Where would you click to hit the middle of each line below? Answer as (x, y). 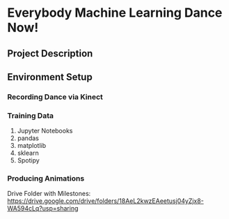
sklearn (28, 153)
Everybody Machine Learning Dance (115, 13)
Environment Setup (50, 77)
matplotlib (32, 146)
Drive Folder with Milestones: (49, 194)
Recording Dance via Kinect (55, 97)
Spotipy (28, 160)
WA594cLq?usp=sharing (43, 209)
